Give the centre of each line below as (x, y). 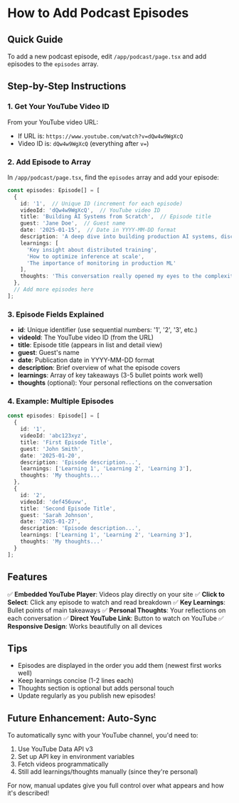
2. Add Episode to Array (49, 161)
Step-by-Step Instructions (67, 86)
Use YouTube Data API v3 (55, 749)
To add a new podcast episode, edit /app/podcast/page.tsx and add (107, 56)
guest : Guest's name (48, 353)
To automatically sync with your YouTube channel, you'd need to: (103, 735)
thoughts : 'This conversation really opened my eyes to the (111, 276)
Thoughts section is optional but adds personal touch (96, 688)
